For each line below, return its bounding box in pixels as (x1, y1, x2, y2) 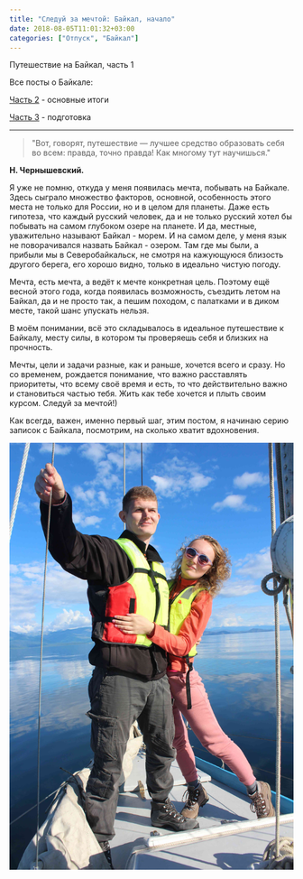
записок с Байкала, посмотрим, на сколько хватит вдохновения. (9, 425, 260, 436)
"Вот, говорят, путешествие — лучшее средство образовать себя (31, 138, 285, 149)
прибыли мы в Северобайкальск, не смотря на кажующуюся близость (9, 249, 284, 261)
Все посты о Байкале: (9, 77, 93, 88)
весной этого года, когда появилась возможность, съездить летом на (9, 286, 281, 297)
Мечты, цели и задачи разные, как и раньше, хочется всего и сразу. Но (9, 359, 286, 370)
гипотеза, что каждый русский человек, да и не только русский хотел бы (9, 211, 293, 222)
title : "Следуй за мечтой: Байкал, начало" (9, 14, 176, 23)
